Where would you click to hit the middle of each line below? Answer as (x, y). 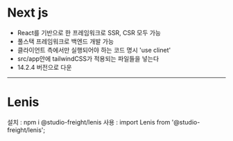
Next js (28, 13)
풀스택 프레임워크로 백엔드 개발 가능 (66, 41)
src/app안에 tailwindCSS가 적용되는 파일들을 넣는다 (88, 58)
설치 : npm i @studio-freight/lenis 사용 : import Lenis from (89, 122)
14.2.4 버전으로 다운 (44, 67)
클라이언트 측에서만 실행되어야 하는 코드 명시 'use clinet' (94, 50)
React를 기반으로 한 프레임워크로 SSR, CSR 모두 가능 (89, 32)
